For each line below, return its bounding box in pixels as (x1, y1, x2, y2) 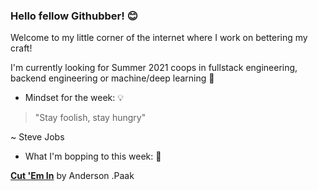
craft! (10, 42, 33, 54)
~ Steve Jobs (10, 131, 65, 143)
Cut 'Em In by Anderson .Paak (10, 170, 135, 182)
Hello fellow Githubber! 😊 (10, 9, 138, 23)
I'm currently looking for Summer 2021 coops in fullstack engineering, (10, 62, 298, 74)
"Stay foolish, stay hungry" (34, 112, 147, 124)
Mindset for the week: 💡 (24, 92, 125, 104)
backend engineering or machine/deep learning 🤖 (10, 72, 215, 84)
